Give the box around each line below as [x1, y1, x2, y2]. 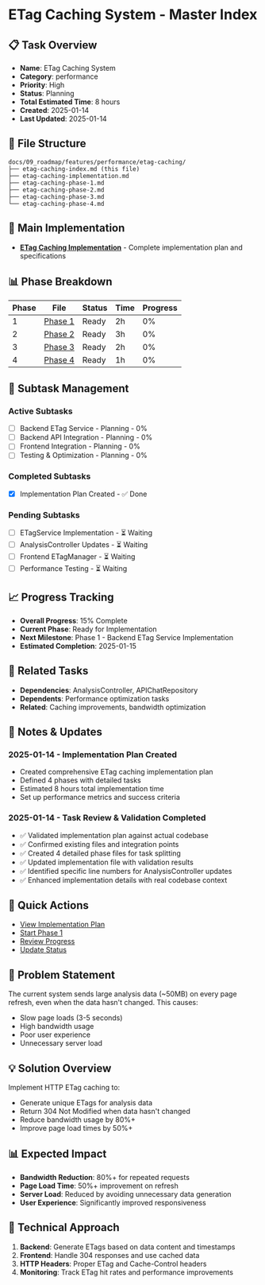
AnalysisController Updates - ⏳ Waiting [19, 540, 148, 549]
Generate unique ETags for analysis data [19, 1098, 153, 1108]
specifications [19, 250, 66, 260]
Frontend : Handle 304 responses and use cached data [19, 1250, 200, 1260]
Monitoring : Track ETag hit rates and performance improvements [19, 1267, 234, 1277]
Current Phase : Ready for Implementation [19, 624, 157, 634]
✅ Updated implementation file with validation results [19, 857, 194, 867]
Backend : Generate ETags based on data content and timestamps [19, 1242, 236, 1252]
